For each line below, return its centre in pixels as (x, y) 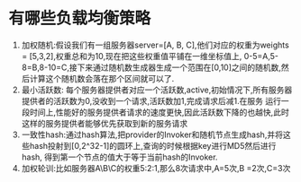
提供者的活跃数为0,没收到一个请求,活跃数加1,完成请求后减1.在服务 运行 (151, 100)
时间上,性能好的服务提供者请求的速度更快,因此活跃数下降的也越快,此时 (159, 112)
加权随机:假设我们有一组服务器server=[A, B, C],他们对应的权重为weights (155, 45)
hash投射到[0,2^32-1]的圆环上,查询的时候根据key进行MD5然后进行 (153, 145)
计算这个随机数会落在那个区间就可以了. (102, 78)
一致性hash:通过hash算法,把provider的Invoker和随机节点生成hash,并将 (152, 134)
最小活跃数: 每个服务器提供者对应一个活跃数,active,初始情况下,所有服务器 (157, 90)
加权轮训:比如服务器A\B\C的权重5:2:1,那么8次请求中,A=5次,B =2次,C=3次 (156, 168)
